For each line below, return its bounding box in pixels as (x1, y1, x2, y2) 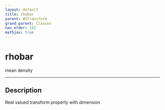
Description (5, 86, 42, 95)
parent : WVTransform (5, 16, 48, 21)
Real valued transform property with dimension (5, 99, 101, 105)
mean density (5, 67, 33, 73)
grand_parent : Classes (5, 21, 52, 26)
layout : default (5, 7, 38, 12)
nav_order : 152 (5, 26, 36, 30)
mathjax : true (5, 30, 34, 35)
